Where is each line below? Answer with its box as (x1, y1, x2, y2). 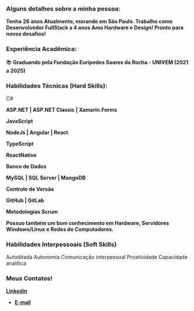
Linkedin (6, 288, 27, 295)
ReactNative (6, 151, 37, 158)
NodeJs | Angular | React (6, 129, 68, 136)
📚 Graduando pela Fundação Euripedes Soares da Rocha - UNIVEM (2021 (6, 58, 189, 65)
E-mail (14, 299, 31, 306)
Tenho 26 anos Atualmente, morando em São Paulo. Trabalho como (6, 18, 173, 25)
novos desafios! (6, 30, 46, 37)
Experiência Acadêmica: (6, 45, 77, 53)
